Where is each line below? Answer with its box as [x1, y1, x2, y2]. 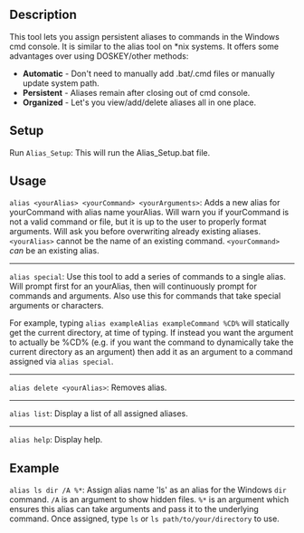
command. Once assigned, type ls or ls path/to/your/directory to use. [9, 513, 280, 524]
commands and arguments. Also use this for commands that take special [9, 290, 281, 301]
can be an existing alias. [9, 245, 100, 256]
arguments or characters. [9, 300, 104, 311]
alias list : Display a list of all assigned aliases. [9, 408, 188, 419]
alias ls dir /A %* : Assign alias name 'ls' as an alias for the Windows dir [9, 484, 287, 496]
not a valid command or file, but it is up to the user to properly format [9, 216, 267, 227]
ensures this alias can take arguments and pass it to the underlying [9, 504, 260, 515]
